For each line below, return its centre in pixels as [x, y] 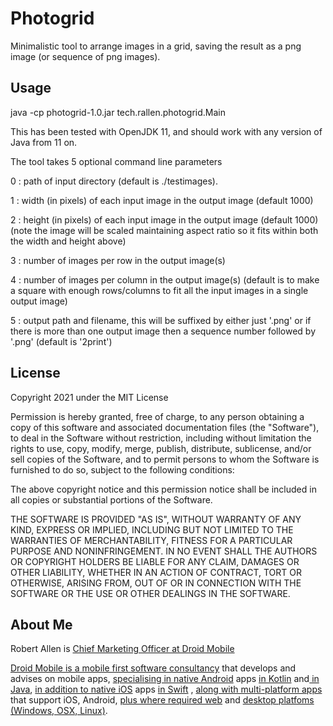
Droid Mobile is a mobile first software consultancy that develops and [153, 668]
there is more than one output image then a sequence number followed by [163, 331]
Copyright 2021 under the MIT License [89, 397]
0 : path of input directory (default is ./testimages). [114, 181]
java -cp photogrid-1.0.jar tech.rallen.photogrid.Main [118, 112]
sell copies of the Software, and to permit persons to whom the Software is [165, 459]
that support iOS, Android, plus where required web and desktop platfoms [162, 700]
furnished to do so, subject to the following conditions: [122, 469]
